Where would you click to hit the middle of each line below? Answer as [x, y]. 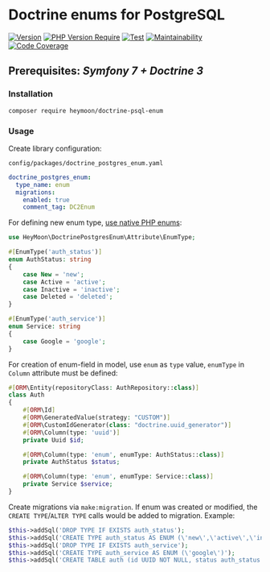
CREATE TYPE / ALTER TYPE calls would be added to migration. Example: [122, 515]
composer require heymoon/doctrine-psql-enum [86, 110]
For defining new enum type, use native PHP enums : [95, 222]
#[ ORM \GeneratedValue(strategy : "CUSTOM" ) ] [97, 418]
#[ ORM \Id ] [39, 410]
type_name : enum [43, 184]
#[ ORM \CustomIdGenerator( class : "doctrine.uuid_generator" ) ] [127, 425]
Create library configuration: [55, 148]
